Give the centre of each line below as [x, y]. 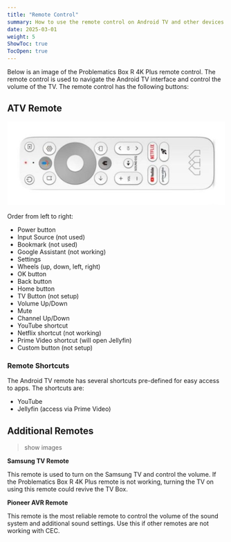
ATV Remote [35, 109]
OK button [32, 274]
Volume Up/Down [42, 304]
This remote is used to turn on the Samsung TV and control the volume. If [112, 475]
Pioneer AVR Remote [38, 502]
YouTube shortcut [42, 325]
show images [43, 448]
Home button [36, 289]
